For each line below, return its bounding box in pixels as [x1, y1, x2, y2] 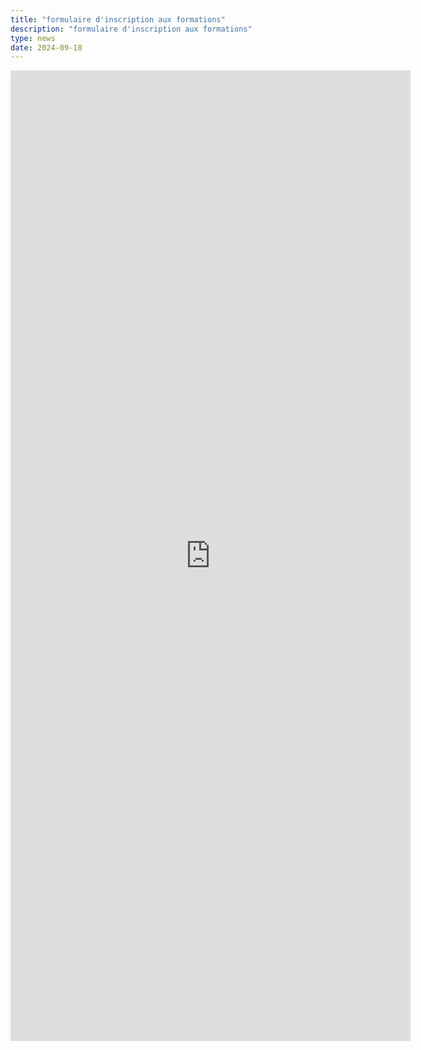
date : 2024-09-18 [10, 42, 83, 53]
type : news [10, 33, 56, 43]
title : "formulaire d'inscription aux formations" [10, 14, 226, 25]
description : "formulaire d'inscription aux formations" [10, 24, 253, 34]
